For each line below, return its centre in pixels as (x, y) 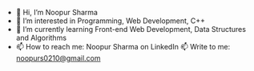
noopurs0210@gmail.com (58, 58)
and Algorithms (41, 37)
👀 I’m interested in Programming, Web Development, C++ (111, 21)
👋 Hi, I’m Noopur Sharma (57, 12)
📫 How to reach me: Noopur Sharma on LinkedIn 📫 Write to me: (123, 47)
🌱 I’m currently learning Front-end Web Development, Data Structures (131, 29)
